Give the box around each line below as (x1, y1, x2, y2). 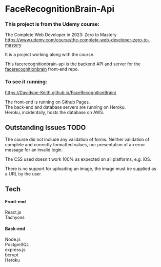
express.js (5, 247, 26, 253)
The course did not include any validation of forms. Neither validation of (5, 136, 150, 142)
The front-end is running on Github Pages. (5, 99, 90, 105)
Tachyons (5, 214, 25, 220)
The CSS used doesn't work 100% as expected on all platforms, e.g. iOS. (5, 156, 152, 162)
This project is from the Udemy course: (5, 21, 100, 28)
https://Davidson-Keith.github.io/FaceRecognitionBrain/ (5, 89, 117, 95)
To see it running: (5, 78, 48, 85)
